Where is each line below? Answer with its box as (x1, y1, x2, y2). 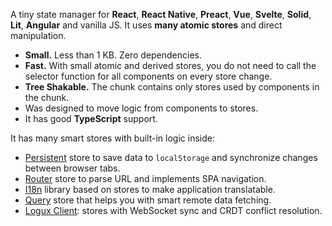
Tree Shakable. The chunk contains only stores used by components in (24, 81, 320, 93)
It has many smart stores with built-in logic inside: (10, 132, 215, 144)
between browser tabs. (24, 162, 121, 174)
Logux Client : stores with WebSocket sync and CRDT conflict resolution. (24, 205, 323, 216)
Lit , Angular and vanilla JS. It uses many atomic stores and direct (10, 19, 283, 31)
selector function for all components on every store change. (24, 70, 273, 82)
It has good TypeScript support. (24, 113, 158, 124)
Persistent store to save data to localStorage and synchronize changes (24, 152, 318, 163)
